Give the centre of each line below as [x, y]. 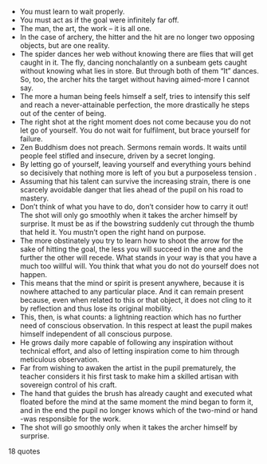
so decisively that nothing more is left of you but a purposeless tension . [138, 173]
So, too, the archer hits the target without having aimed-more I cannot [134, 79]
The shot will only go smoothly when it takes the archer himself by [128, 215]
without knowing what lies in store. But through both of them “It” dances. [139, 71]
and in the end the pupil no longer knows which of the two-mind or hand [139, 410]
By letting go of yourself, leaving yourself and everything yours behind [135, 164]
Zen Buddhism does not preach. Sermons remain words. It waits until [133, 147]
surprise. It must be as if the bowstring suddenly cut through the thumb [137, 224]
